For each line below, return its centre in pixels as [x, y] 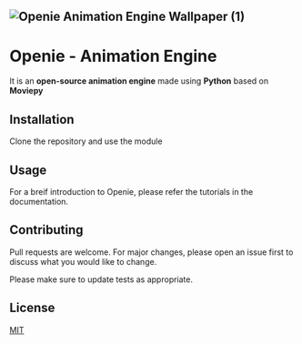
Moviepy [26, 91]
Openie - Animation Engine [113, 56]
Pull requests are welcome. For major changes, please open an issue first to [151, 252]
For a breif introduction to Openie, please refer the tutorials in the [131, 191]
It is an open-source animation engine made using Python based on [139, 81]
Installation [42, 119]
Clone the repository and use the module [86, 141]
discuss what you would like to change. [83, 261]
